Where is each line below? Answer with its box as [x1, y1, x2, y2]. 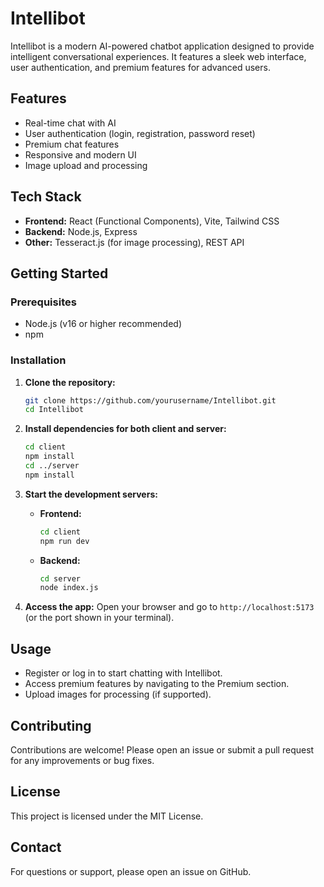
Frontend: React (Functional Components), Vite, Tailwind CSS [24, 215, 280, 227]
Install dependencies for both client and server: [24, 423, 227, 435]
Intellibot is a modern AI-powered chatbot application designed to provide [10, 40, 315, 52]
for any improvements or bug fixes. [10, 754, 155, 766]
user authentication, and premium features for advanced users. [10, 61, 271, 73]
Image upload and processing [24, 159, 148, 171]
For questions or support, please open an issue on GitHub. [10, 865, 252, 877]
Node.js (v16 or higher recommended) [24, 318, 182, 330]
